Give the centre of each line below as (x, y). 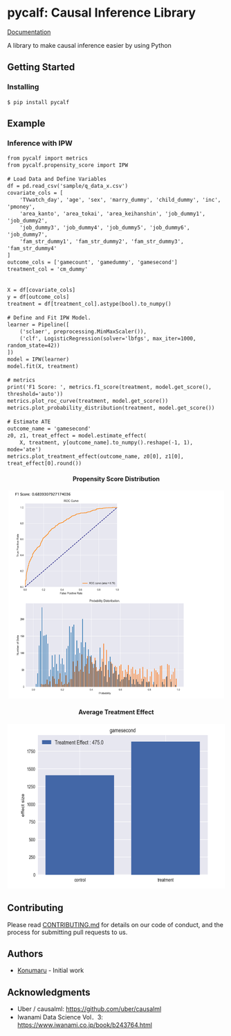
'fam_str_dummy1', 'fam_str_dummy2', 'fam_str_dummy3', (102, 242)
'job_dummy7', (28, 235)
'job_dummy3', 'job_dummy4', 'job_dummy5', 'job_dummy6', (105, 228)
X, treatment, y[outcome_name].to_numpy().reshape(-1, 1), (107, 443)
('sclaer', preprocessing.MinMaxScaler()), (83, 332)
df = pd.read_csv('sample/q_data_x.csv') (68, 186)
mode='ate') (24, 450)
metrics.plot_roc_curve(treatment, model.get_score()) (88, 401)
